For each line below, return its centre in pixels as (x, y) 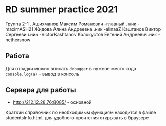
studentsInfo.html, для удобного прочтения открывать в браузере (77, 118)
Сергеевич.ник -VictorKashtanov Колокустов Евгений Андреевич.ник (81, 34)
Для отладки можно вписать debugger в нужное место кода (71, 68)
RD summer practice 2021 (62, 9)
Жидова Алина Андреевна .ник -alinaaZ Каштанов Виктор (98, 29)
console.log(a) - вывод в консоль (42, 74)
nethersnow (18, 40)
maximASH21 (19, 29)
